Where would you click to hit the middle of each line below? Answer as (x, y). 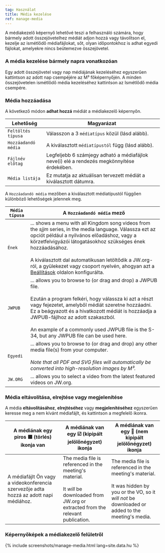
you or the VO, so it (133, 492)
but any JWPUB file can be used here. (83, 335)
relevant (72, 514)
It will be (73, 489)
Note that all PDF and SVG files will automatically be (91, 362)
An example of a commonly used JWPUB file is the (89, 329)
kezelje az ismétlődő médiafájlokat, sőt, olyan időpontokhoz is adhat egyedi (82, 43)
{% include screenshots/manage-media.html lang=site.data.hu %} (72, 545)
